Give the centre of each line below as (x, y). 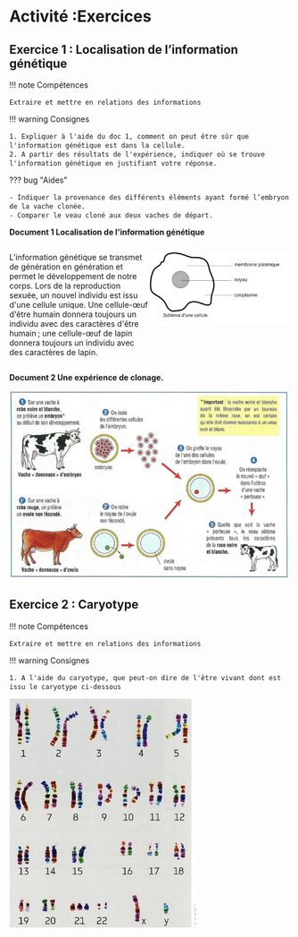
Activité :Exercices (80, 17)
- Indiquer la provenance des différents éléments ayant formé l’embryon (149, 198)
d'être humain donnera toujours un (73, 314)
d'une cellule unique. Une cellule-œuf (79, 305)
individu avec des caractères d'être (74, 324)
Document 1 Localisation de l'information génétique (107, 232)
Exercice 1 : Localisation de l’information (124, 50)
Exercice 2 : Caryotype (74, 605)
